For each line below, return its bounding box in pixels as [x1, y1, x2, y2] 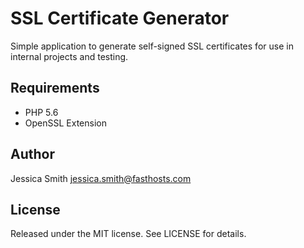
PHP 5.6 [24, 106, 59, 118]
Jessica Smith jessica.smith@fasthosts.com [10, 172, 192, 184]
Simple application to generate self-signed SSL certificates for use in [10, 40, 294, 52]
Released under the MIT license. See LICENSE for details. [10, 228, 247, 240]
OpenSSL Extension [24, 117, 107, 129]
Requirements [10, 80, 100, 97]
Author [10, 146, 55, 163]
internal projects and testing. [10, 50, 129, 62]
